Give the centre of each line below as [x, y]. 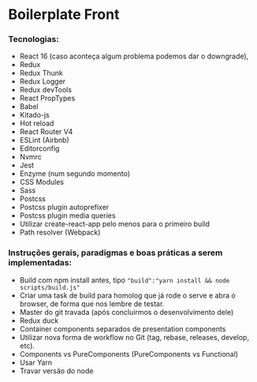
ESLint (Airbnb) [44, 140]
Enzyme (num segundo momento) [75, 174]
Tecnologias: [34, 39]
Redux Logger [43, 81]
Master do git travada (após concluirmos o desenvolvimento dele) [127, 312]
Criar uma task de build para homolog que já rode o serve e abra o [128, 295]
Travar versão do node [56, 371]
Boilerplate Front [64, 15]
